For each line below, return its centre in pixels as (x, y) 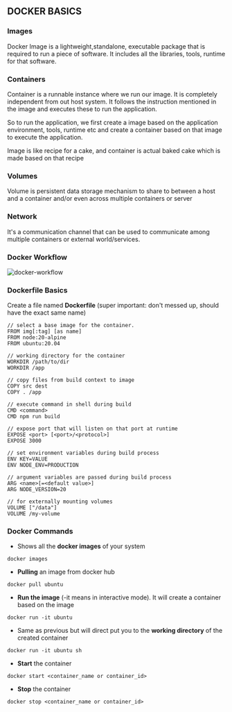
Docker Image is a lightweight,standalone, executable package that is (106, 46)
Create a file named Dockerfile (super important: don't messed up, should (113, 306)
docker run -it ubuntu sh (44, 651)
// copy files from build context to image (71, 380)
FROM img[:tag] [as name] (44, 332)
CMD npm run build (34, 417)
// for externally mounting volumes (60, 502)
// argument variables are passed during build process (89, 478)
